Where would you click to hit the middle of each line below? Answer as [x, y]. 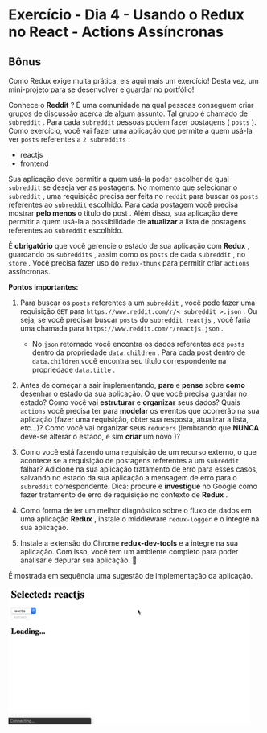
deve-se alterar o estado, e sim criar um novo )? [100, 437]
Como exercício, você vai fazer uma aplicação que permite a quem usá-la [131, 131]
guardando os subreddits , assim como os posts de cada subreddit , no [127, 254]
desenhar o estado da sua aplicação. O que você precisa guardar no [133, 393]
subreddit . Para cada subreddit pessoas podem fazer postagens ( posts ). [132, 122]
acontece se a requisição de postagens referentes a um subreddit [129, 461]
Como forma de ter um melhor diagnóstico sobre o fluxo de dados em [136, 510]
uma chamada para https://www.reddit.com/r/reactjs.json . [121, 328]
